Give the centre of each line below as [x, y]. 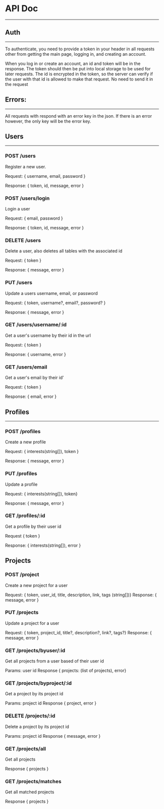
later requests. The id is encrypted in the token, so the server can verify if [79, 74]
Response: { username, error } [36, 354]
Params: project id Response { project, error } [51, 703]
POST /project [22, 575]
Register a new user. [26, 166]
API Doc [21, 9]
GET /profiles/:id [25, 516]
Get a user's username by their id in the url [48, 335]
